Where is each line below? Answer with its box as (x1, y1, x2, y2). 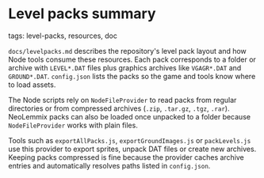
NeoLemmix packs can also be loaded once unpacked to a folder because (8, 112, 251, 121)
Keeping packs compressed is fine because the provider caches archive (8, 152, 244, 162)
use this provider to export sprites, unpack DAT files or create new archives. (8, 144, 257, 153)
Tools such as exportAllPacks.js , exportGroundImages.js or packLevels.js (8, 135, 251, 145)
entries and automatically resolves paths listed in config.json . (8, 161, 211, 170)
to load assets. (8, 80, 56, 89)
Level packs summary (8, 5, 156, 23)
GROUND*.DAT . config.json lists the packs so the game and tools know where (8, 71, 256, 81)
